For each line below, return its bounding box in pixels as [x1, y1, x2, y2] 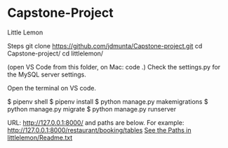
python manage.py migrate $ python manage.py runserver [7, 105, 177, 113]
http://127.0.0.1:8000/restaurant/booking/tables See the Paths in [7, 126, 192, 134]
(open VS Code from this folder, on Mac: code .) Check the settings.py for [7, 62, 221, 71]
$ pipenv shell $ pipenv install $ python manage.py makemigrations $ [7, 97, 208, 106]
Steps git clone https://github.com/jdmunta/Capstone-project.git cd [7, 41, 203, 50]
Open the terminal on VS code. [7, 83, 97, 92]
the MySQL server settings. [7, 70, 86, 79]
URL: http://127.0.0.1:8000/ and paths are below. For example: [7, 118, 185, 127]
